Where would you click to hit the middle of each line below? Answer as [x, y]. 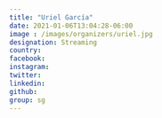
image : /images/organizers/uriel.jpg [81, 34]
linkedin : [28, 83]
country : [25, 51]
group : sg [28, 100]
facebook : [28, 59]
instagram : [29, 67]
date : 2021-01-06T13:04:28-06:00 [71, 26]
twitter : [25, 75]
